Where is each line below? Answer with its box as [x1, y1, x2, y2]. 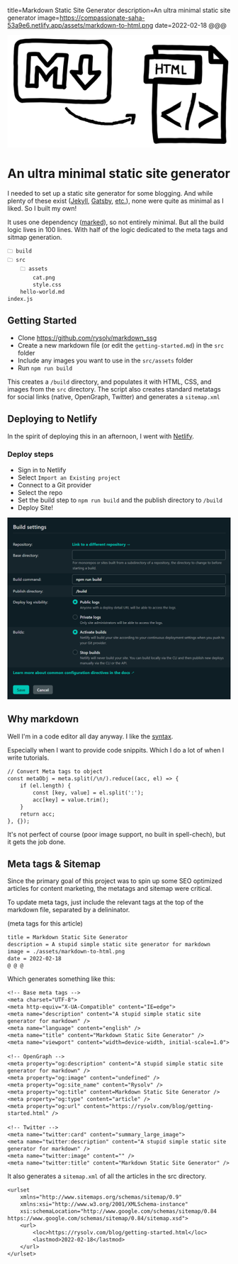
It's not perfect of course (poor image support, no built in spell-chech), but [7, 830, 226, 838]
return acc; [20, 810, 55, 818]
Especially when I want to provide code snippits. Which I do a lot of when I [7, 745, 225, 754]
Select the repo [17, 488, 63, 497]
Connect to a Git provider [17, 480, 92, 489]
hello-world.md [20, 288, 65, 295]
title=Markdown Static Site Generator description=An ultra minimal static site [7, 6, 231, 14]
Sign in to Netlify [17, 465, 67, 474]
